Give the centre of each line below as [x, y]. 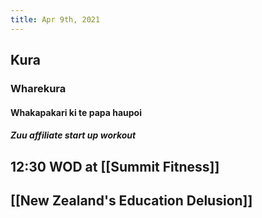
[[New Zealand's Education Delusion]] [131, 200]
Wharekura [38, 88]
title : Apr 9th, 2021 [55, 19]
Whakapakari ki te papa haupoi [76, 112]
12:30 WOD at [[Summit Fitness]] [115, 166]
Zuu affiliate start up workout [73, 135]
